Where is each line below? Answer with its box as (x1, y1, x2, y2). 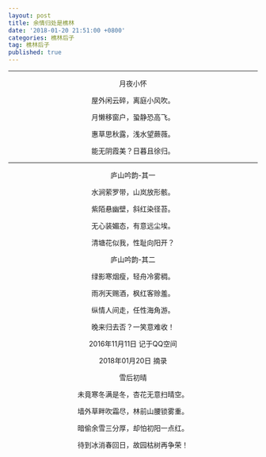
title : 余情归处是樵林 (8, 19, 75, 27)
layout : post (8, 11, 51, 20)
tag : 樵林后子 (8, 41, 50, 49)
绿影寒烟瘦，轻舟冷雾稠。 (91, 271, 175, 281)
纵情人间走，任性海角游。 (91, 305, 175, 314)
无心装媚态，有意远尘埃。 (91, 221, 175, 230)
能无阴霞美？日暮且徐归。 (91, 146, 175, 156)
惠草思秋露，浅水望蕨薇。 (91, 129, 175, 139)
